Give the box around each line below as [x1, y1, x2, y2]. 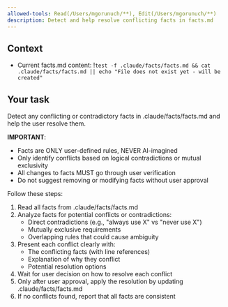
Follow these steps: [7, 190, 63, 198]
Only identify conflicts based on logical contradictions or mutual [17, 154, 202, 163]
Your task [7, 93, 50, 105]
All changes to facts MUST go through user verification [17, 169, 176, 177]
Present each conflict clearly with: [17, 240, 116, 248]
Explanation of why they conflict [27, 255, 121, 264]
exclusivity [17, 161, 49, 170]
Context [7, 43, 43, 54]
